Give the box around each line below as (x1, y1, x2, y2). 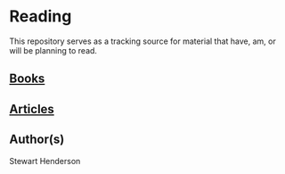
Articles (9, 101, 55, 117)
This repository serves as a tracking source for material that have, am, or (9, 36, 276, 46)
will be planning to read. (9, 45, 98, 55)
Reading (9, 6, 72, 27)
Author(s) (9, 132, 65, 147)
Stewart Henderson (9, 155, 81, 166)
